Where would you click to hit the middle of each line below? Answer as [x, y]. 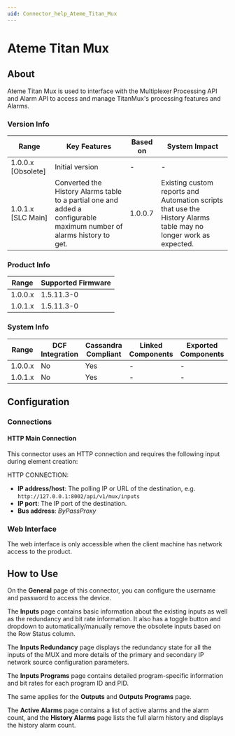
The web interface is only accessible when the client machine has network [115, 544]
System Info [28, 327]
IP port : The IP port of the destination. [72, 504]
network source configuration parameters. [68, 663]
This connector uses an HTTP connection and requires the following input [114, 454]
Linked [151, 345]
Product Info [29, 264]
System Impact [193, 146]
